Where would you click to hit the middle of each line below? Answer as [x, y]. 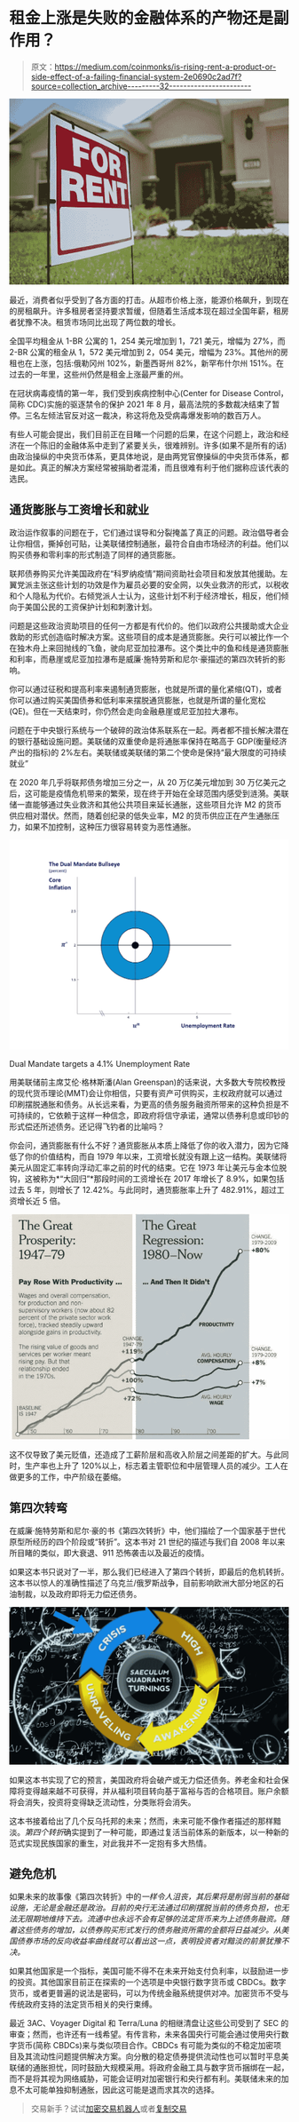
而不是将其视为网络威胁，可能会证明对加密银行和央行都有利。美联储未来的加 [149, 2078]
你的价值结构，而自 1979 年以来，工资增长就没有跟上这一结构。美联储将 [156, 1156]
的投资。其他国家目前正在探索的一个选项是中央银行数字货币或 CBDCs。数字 [148, 1983]
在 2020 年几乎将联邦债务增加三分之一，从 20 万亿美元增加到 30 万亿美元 [144, 782]
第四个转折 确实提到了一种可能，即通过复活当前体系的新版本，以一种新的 [157, 1832]
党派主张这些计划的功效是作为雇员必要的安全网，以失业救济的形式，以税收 [153, 584]
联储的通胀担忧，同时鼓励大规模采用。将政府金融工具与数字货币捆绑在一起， [149, 2068]
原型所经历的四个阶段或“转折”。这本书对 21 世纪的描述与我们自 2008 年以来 [147, 1542]
